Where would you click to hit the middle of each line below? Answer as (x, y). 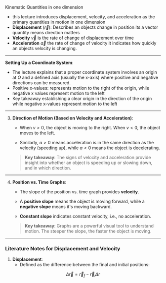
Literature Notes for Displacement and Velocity (63, 248)
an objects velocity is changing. (44, 48)
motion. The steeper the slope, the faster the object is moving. (88, 231)
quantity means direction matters (46, 32)
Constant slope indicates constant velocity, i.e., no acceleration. (85, 216)
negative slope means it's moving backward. (66, 207)
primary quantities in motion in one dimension (59, 22)
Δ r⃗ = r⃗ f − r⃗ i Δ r (83, 275)
